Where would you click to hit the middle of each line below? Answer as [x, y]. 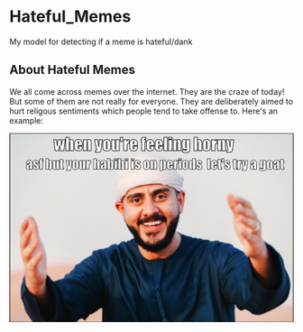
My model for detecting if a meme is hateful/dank [101, 41]
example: [26, 120]
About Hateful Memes [73, 70]
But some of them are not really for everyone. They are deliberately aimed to [151, 101]
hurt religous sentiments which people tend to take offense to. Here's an [143, 111]
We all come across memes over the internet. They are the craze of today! [147, 91]
